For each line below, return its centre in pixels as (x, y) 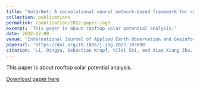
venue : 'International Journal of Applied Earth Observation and (89, 39)
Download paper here (33, 78)
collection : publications (38, 17)
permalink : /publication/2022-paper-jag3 (58, 23)
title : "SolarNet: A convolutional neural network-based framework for (97, 12)
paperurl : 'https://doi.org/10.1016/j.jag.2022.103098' (77, 45)
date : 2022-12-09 (28, 34)
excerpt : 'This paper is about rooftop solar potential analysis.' (92, 28)
